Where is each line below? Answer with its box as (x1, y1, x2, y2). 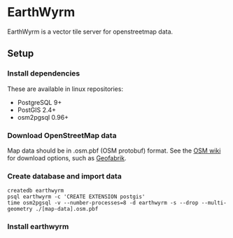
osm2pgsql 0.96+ (17, 113, 69, 121)
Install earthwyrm (7, 222, 69, 232)
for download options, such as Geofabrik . (7, 153, 127, 162)
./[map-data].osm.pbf (35, 206, 99, 213)
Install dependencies (7, 69, 80, 78)
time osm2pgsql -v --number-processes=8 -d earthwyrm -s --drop (7, 199, 199, 206)
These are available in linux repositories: (7, 85, 124, 93)
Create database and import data (7, 171, 122, 181)
